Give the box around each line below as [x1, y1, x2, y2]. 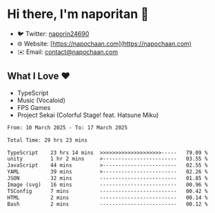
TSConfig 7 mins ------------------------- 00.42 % [7, 187, 208, 194]
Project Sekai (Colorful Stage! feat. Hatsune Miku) [17, 111, 159, 119]
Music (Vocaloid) [17, 96, 65, 104]
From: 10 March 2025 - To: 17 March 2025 [7, 124, 128, 131]
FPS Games [17, 103, 51, 111]
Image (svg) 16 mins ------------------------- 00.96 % [7, 181, 208, 188]
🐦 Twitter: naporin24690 [17, 29, 90, 37]
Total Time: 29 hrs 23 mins [7, 136, 88, 144]
